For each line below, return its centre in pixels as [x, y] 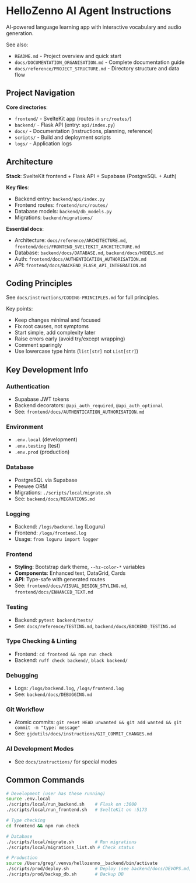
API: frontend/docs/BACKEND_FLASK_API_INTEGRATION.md [80, 265]
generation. [20, 33]
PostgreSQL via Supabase [46, 480]
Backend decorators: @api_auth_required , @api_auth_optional [89, 405]
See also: [17, 45]
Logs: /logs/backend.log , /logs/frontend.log [69, 688]
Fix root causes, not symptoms [52, 326]
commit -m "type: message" [47, 728]
